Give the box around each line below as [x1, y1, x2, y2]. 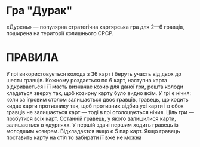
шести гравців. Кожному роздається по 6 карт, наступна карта [6, 76, 168, 84]
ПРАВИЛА [6, 51, 59, 65]
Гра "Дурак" [6, 4, 73, 17]
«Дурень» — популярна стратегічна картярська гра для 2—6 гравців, [6, 23, 185, 30]
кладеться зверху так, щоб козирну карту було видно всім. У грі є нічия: [6, 89, 191, 96]
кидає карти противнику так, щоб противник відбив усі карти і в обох [6, 102, 184, 109]
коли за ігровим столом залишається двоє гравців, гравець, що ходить [6, 96, 189, 103]
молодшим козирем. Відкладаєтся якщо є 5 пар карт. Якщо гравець [6, 127, 180, 134]
